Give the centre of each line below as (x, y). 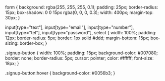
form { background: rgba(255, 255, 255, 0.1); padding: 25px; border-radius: (82, 7)
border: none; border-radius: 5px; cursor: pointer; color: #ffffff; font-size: (79, 58)
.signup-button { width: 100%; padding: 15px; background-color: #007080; (82, 53)
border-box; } (33, 43)
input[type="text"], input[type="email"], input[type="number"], (70, 27)
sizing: (12, 43)
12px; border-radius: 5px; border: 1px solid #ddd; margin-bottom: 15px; (77, 38)
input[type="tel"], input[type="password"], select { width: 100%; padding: (81, 33)
